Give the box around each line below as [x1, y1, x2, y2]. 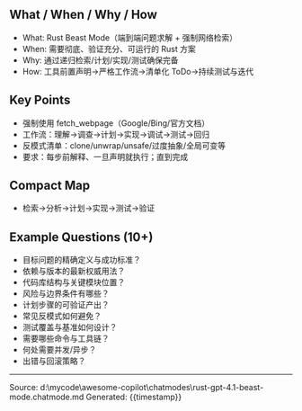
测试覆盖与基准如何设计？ [22, 322, 118, 333]
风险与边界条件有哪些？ [22, 288, 110, 299]
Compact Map [9, 178, 91, 193]
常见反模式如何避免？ [22, 310, 102, 322]
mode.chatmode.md [9, 391, 84, 403]
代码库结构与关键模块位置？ [22, 277, 126, 288]
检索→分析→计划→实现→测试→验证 [22, 202, 155, 214]
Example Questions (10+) [9, 229, 154, 245]
